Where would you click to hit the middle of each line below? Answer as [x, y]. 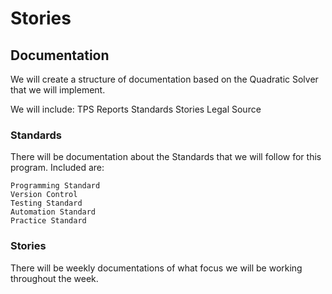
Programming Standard [55, 186]
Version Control [44, 195]
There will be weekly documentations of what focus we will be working [156, 268]
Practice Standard [48, 221]
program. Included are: [57, 168]
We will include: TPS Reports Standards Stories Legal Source [136, 109]
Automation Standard [53, 212]
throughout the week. [54, 278]
